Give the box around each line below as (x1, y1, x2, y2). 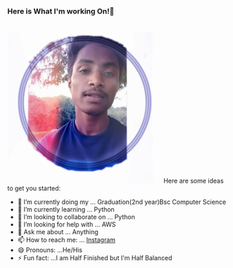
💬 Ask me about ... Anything (17, 228, 99, 236)
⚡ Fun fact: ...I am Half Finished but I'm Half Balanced (17, 254, 172, 262)
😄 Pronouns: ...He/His (17, 246, 83, 255)
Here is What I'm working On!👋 (7, 6, 115, 16)
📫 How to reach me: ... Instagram (17, 236, 116, 244)
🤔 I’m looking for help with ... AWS (17, 220, 116, 229)
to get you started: (7, 184, 61, 193)
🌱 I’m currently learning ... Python (17, 205, 115, 214)
